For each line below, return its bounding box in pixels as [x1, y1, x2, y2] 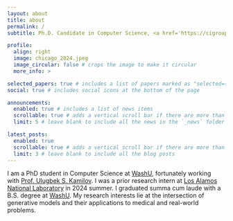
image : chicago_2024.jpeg [13, 55, 89, 62]
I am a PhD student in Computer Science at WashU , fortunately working [7, 169, 212, 177]
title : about [7, 17, 45, 24]
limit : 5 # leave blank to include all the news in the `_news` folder [13, 118, 225, 125]
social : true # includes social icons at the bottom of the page [7, 87, 200, 94]
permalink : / [7, 23, 45, 30]
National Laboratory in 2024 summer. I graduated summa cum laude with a [7, 184, 221, 193]
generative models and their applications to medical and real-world [7, 199, 199, 207]
